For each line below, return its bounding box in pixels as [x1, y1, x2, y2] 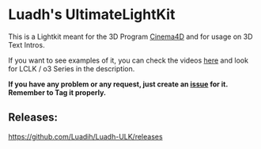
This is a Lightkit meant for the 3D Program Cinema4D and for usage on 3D [8, 32, 253, 41]
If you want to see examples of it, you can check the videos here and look [8, 55, 249, 65]
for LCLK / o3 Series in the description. [8, 63, 135, 73]
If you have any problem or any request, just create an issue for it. [8, 79, 228, 89]
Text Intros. [8, 40, 45, 49]
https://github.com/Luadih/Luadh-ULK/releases [8, 132, 164, 141]
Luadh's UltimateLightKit [8, 6, 176, 24]
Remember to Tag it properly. [8, 87, 107, 97]
